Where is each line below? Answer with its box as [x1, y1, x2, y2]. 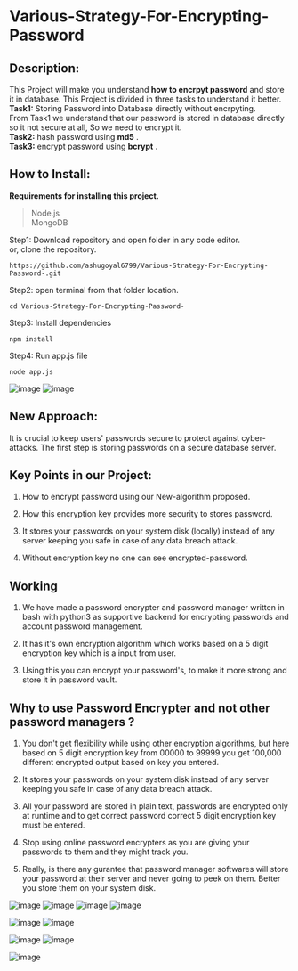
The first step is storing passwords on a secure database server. [39, 442, 277, 453]
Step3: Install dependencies [9, 317, 112, 328]
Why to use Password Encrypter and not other [9, 700, 270, 715]
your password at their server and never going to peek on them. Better [21, 873, 281, 884]
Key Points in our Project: [9, 468, 153, 483]
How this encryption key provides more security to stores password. [21, 509, 273, 519]
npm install [9, 334, 53, 344]
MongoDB [30, 216, 68, 228]
